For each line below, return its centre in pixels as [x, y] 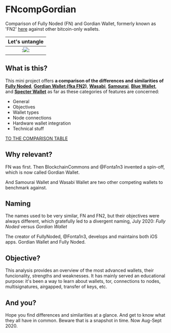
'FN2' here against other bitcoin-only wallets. [53, 29]
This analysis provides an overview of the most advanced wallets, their [80, 270]
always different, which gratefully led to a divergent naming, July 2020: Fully [85, 221]
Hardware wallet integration [42, 123]
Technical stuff [28, 128]
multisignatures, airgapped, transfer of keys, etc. [56, 287]
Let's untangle [26, 41]
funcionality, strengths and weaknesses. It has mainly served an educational [85, 276]
